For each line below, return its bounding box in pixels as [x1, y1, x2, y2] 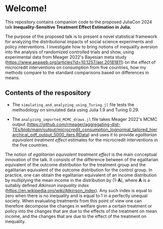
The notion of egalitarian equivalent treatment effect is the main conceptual [5, 151, 157, 157]
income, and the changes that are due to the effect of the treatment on [5, 213, 147, 219]
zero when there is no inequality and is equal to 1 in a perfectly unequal [5, 193, 147, 198]
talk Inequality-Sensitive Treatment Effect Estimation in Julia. [5, 24, 131, 30]
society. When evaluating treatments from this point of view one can [5, 197, 142, 204]
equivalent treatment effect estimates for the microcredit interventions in [12, 137, 158, 143]
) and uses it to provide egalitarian [88, 131, 157, 137]
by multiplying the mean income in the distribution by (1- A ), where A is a [5, 177, 150, 183]
